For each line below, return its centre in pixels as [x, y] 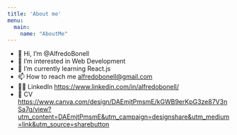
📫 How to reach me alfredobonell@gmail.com [85, 77]
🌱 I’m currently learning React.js [64, 69]
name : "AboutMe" [44, 34]
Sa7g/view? [34, 110]
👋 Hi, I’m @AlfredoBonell [53, 54]
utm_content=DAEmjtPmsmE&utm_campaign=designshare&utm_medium [123, 117]
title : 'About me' [34, 14]
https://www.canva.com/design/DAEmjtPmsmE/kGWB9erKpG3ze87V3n [122, 102]
